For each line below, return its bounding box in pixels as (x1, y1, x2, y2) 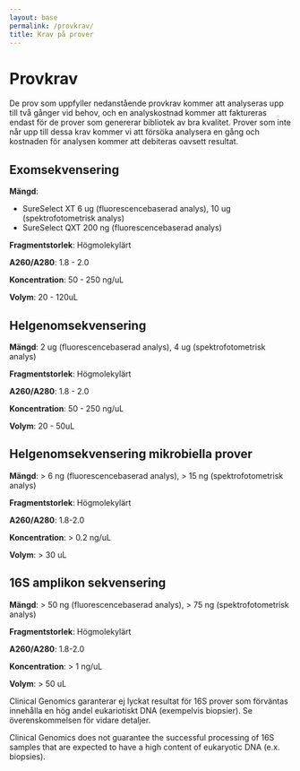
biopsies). (9, 750, 47, 762)
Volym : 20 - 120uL (9, 292, 79, 303)
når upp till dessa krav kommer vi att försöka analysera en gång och (9, 126, 260, 137)
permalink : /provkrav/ (9, 22, 94, 30)
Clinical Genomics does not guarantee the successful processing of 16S (9, 732, 275, 742)
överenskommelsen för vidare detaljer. (9, 715, 151, 725)
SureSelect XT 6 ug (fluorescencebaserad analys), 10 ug (21, 204, 231, 214)
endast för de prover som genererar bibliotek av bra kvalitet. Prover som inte (9, 117, 291, 128)
